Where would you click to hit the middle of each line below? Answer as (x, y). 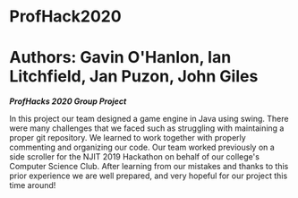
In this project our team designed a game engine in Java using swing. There (149, 119)
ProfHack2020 (66, 17)
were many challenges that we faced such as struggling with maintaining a (147, 128)
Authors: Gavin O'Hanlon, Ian (120, 58)
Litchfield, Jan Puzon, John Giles (134, 77)
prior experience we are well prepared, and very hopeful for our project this (149, 176)
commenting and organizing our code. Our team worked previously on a (142, 147)
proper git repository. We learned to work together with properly (128, 138)
